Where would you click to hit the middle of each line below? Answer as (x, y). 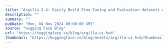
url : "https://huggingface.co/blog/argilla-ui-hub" (60, 33)
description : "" (22, 14)
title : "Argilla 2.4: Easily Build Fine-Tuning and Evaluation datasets (82, 10)
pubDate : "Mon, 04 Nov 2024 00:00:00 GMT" (50, 24)
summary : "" (17, 19)
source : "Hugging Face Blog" (35, 28)
